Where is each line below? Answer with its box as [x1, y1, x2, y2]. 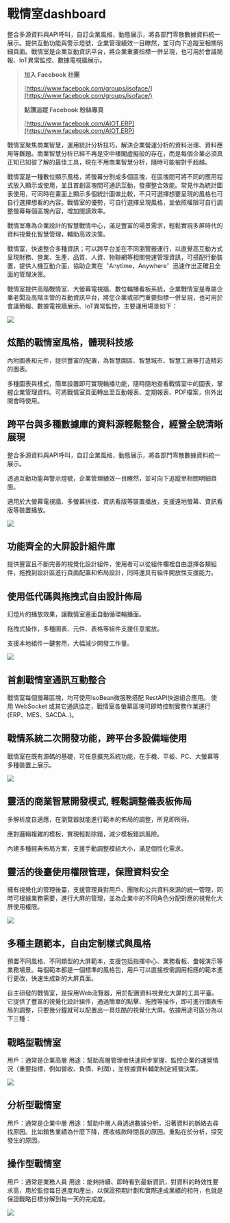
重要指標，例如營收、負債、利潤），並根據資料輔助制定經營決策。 [18, 1065, 202, 1073]
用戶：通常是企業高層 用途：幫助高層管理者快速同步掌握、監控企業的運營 [7, 1056, 213, 1065]
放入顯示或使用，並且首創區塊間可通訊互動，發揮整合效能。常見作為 [12, 181, 205, 189]
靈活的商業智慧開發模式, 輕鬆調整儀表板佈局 [7, 796, 192, 808]
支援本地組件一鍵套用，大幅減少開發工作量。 [7, 639, 133, 648]
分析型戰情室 [7, 1100, 62, 1111]
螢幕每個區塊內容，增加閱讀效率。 [12, 206, 110, 215]
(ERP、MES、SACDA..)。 [7, 711, 78, 718]
